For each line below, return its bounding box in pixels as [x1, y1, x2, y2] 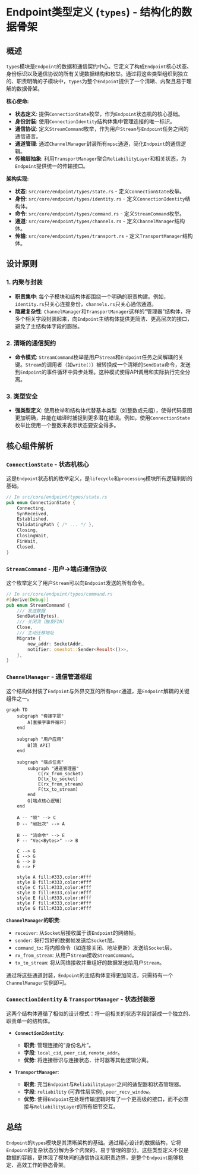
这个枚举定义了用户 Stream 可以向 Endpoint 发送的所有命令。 [6, 579, 148, 586]
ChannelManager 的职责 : [6, 916, 61, 923]
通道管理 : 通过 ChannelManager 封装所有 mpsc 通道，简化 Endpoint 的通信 [14, 140, 181, 147]
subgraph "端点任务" [17, 759, 64, 765]
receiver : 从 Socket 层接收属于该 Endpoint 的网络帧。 [14, 929, 140, 936]
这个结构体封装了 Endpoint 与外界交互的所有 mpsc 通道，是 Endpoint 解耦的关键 [6, 687, 190, 694]
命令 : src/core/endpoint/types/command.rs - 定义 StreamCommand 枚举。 [14, 210, 185, 217]
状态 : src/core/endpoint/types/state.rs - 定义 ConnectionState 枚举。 [14, 188, 185, 195]
